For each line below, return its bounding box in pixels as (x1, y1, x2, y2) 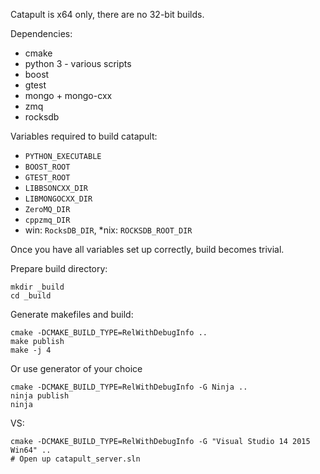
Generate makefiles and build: (10, 309, 134, 320)
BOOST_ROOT (24, 162, 71, 172)
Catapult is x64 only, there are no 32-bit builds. (10, 9, 205, 20)
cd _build (10, 291, 52, 301)
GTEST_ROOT (24, 173, 71, 183)
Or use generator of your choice (10, 363, 143, 374)
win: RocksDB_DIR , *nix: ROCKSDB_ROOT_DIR (24, 224, 193, 236)
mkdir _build (10, 282, 65, 292)
